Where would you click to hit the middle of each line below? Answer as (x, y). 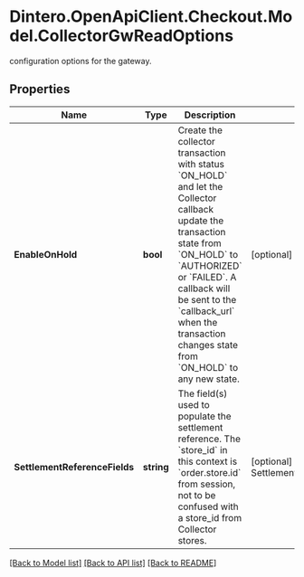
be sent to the (207, 299)
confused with (208, 506)
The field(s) (203, 393)
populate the (205, 416)
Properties (40, 89)
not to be (197, 495)
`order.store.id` (209, 472)
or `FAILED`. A (207, 277)
